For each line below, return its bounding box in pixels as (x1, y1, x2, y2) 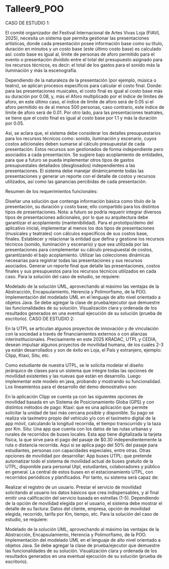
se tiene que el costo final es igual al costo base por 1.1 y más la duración (5, 115, 157, 121)
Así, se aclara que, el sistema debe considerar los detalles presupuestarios (5, 130, 161, 136)
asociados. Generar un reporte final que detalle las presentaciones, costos (5, 262, 160, 269)
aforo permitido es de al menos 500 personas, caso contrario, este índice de (5, 104, 164, 110)
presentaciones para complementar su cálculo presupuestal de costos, (5, 246, 153, 252)
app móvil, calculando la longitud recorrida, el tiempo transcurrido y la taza (5, 420, 161, 426)
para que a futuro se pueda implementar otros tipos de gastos (5, 157, 134, 163)
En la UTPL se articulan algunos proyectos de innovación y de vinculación (5, 325, 159, 331)
